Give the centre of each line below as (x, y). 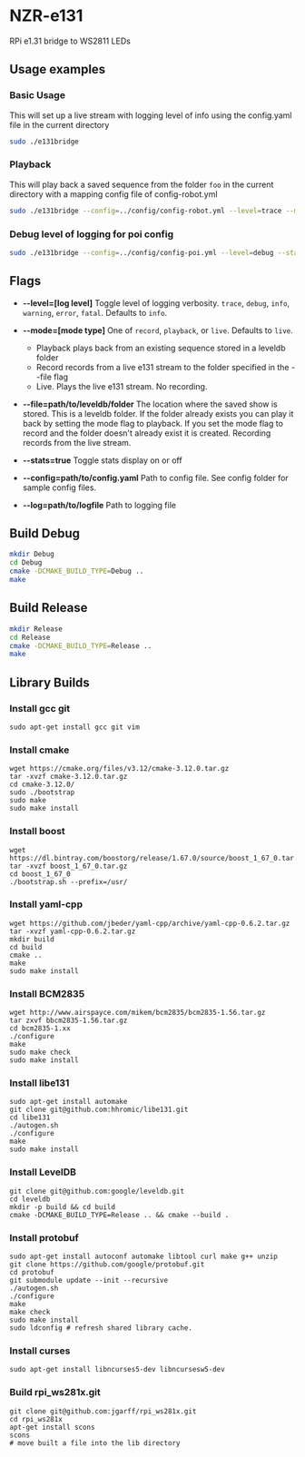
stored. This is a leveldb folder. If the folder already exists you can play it (158, 413)
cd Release (30, 637)
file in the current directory (59, 124)
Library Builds (50, 682)
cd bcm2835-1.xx (40, 1029)
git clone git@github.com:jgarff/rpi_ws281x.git (103, 1411)
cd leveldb (30, 1199)
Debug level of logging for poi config (92, 234)
